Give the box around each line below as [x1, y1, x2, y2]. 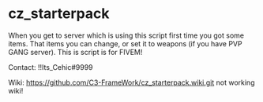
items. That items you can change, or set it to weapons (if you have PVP [8, 38, 242, 48]
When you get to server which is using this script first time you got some [8, 31, 245, 40]
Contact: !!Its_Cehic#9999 [8, 62, 93, 71]
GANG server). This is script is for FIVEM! [8, 47, 143, 56]
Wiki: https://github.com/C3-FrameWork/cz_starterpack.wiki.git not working [8, 78, 255, 87]
